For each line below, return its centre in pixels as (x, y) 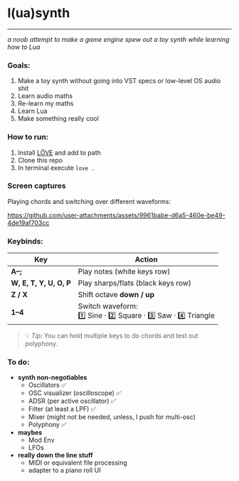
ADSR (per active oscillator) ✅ (72, 401)
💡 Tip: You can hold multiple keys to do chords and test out (111, 336)
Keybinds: (26, 241)
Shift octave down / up (116, 295)
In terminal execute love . (56, 168)
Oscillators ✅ (47, 385)
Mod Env (41, 440)
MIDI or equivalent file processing (78, 463)
